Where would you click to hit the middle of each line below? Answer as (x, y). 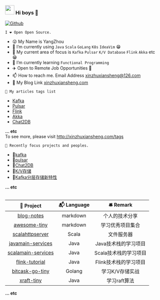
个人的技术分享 (120, 216)
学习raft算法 (120, 281)
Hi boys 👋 (27, 12)
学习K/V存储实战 (120, 271)
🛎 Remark (120, 205)
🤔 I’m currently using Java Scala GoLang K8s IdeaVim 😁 (67, 47)
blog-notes (31, 216)
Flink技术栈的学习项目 (120, 262)
